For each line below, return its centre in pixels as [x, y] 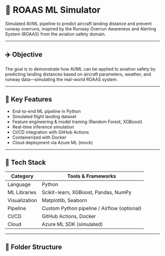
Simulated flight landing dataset [44, 116]
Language [19, 184]
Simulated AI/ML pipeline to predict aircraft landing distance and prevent [79, 24]
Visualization [22, 201]
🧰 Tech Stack [26, 162]
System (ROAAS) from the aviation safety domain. [55, 34]
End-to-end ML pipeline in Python [46, 111]
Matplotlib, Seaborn [64, 201]
